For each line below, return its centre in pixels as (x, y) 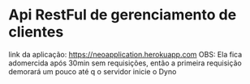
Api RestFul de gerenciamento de (123, 15)
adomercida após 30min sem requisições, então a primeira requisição (125, 63)
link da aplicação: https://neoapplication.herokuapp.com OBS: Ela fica (125, 54)
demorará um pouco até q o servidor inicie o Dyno (93, 71)
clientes (36, 32)
